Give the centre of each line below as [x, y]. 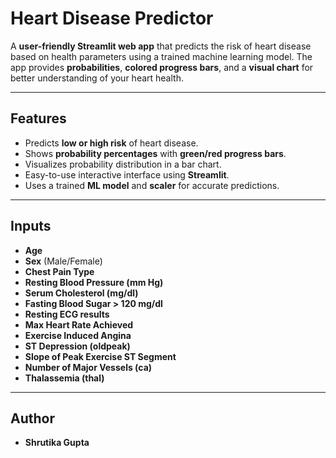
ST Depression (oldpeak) [77, 346]
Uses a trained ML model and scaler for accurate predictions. [152, 185]
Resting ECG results [67, 314]
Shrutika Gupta [57, 443]
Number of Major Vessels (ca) [88, 367]
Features [38, 118]
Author [32, 418]
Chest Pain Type [59, 271]
